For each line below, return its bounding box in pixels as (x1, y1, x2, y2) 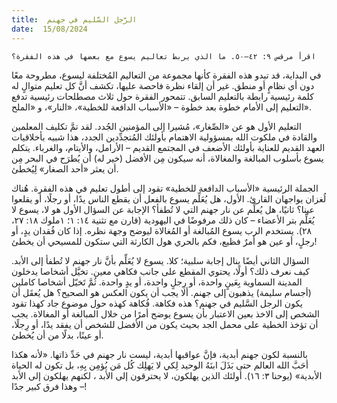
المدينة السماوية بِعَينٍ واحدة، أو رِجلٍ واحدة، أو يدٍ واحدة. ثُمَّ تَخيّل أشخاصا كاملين (11, 276, 303, 288)
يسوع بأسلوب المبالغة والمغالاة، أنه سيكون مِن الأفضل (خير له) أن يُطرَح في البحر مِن (11, 152, 324, 164)
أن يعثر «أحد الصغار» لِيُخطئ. (11, 162, 119, 175)
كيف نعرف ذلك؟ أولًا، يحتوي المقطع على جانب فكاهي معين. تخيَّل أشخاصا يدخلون (11, 265, 311, 277)
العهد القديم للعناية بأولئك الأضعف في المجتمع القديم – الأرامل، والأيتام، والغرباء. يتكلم (11, 141, 326, 153)
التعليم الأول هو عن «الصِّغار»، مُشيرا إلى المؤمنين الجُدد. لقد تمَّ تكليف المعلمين (11, 120, 302, 132)
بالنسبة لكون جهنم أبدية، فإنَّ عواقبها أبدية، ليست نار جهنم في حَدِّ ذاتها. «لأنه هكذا (11, 348, 308, 360)
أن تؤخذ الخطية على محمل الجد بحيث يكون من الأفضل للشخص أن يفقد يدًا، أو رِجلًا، (11, 318, 319, 330)
